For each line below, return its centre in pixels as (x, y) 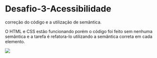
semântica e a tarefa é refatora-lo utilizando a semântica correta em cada (79, 36)
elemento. (15, 41)
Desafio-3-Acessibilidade (58, 9)
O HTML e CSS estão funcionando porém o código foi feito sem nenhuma (79, 31)
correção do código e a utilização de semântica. (53, 22)
